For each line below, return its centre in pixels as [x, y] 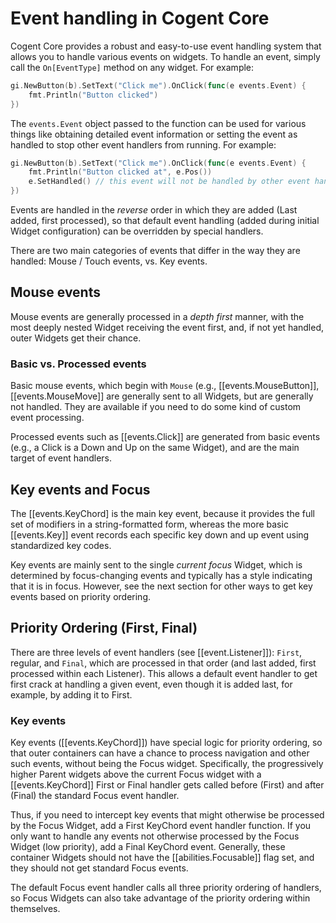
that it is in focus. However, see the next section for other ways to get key [161, 586]
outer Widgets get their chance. [76, 338]
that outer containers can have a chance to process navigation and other [160, 753]
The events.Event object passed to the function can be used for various [158, 123]
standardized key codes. [61, 545]
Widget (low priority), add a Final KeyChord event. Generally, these [148, 847]
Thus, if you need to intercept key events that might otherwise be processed [167, 815]
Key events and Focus [80, 489]
